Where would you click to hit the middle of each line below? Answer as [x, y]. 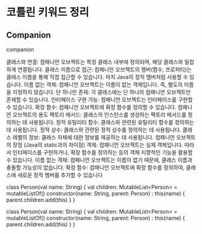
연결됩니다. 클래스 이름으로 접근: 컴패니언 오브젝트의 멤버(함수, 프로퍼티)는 [104, 69]
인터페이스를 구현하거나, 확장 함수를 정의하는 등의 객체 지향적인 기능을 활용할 [103, 152]
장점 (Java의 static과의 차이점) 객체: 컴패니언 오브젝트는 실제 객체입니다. [98, 145]
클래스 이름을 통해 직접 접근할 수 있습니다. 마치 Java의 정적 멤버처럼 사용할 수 [97, 77]
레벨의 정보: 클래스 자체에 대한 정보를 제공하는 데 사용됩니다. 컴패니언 [93, 137]
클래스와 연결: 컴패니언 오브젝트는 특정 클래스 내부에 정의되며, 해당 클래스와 [95, 62]
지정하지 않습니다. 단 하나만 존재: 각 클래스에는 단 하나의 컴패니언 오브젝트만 [102, 92]
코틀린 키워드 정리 [48, 12]
